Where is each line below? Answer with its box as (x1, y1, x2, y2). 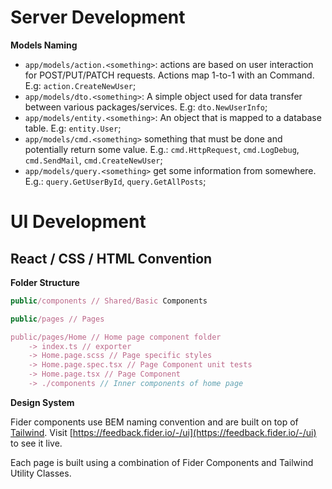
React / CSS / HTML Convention (10, 250, 213, 267)
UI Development (10, 211, 147, 233)
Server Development (10, 6, 186, 29)
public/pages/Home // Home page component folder (10, 332, 222, 342)
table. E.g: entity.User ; (24, 122, 122, 134)
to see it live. (10, 437, 63, 449)
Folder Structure (10, 276, 80, 288)
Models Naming (10, 39, 78, 51)
